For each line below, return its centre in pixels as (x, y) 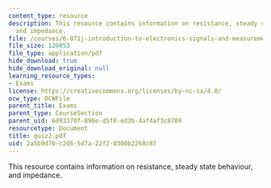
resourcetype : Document (48, 128)
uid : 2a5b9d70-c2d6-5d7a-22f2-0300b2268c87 (83, 143)
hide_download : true (43, 61)
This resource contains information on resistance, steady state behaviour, (131, 166)
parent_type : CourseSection (56, 114)
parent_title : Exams (43, 106)
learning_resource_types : (52, 76)
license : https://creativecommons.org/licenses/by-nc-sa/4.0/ (115, 91)
